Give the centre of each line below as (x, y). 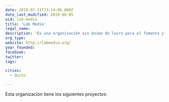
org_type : (16, 38)
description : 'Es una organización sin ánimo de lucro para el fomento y (85, 33)
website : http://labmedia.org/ (38, 43)
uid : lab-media (21, 19)
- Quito (18, 75)
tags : (11, 62)
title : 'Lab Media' (26, 24)
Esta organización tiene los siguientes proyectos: (56, 94)
